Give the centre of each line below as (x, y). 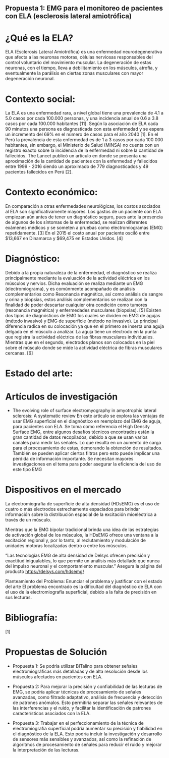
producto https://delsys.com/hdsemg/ (45, 571)
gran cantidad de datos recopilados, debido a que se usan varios (80, 437)
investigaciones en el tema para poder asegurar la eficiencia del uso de (87, 464)
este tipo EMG (27, 470)
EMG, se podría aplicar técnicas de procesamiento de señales (77, 692)
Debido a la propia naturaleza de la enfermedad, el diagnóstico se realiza (81, 273)
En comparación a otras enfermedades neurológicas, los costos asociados (83, 206)
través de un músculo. (28, 520)
